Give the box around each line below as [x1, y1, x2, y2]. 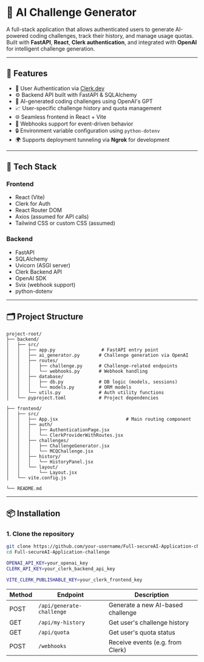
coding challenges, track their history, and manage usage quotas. [29, 32, 194, 39]
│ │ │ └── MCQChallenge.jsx [6, 448, 94, 454]
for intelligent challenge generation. [6, 45, 95, 52]
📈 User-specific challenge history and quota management [15, 104, 162, 111]
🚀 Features [6, 68, 48, 79]
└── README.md [6, 485, 42, 491]
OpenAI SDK [15, 274, 47, 282]
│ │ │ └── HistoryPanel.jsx [6, 459, 94, 465]
